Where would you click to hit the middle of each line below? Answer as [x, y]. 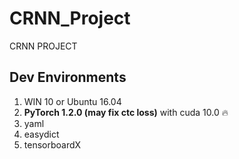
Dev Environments [68, 77]
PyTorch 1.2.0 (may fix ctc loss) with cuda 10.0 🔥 [126, 112]
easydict [41, 134]
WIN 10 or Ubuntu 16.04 [72, 101]
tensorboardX [52, 144]
